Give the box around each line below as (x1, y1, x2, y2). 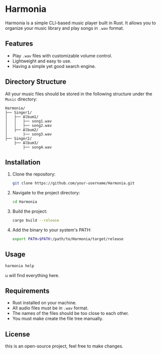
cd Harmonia (12, 199, 37, 204)
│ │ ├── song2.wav (5, 123, 52, 128)
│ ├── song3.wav (5, 131, 52, 137)
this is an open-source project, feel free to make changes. (5, 343, 124, 349)
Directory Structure (5, 78, 67, 86)
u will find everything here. (5, 272, 60, 278)
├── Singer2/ (5, 136, 32, 141)
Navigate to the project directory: (12, 190, 80, 196)
